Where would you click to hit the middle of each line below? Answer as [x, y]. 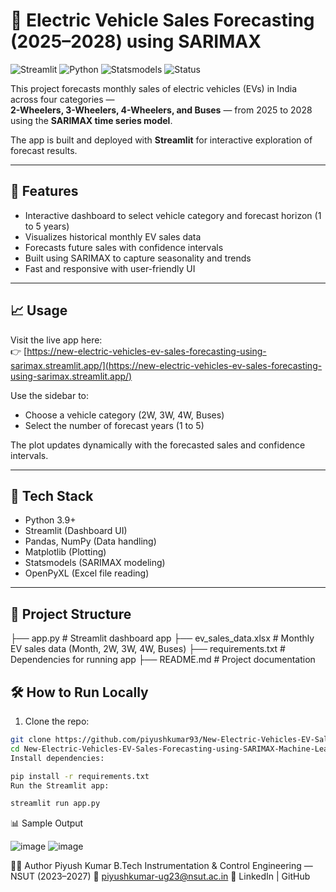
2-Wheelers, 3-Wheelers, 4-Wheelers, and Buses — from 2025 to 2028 [161, 110]
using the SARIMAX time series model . [91, 120]
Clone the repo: [57, 721]
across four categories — [62, 99]
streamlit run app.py [55, 804]
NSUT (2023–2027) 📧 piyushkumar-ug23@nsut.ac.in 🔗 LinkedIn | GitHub [160, 876]
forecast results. [44, 150]
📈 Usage [39, 310]
